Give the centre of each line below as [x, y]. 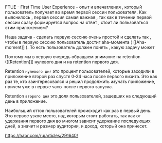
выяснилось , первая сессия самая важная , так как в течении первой [79, 17]
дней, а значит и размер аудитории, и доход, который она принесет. [76, 126]
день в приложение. [26, 101]
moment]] [15, 47]
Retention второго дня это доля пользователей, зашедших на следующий [81, 96]
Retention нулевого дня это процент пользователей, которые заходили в [80, 71]
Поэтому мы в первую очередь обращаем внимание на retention [73, 57]
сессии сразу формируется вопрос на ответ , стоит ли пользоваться [77, 22]
